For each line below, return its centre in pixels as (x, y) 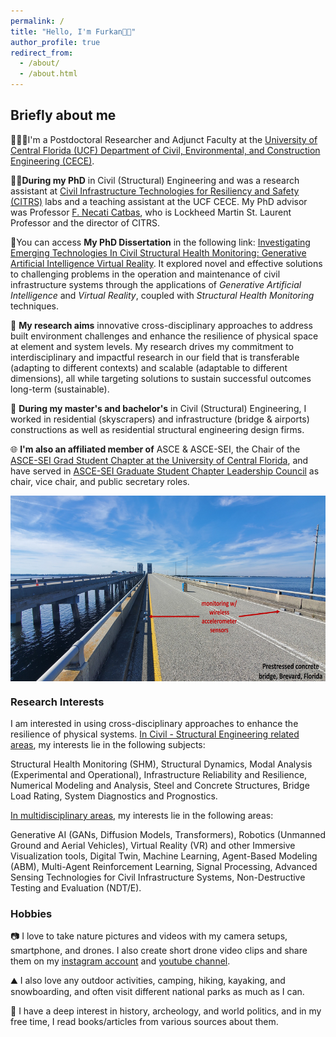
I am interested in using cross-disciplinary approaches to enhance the (154, 724)
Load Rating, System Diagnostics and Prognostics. (114, 796)
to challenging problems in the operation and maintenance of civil (145, 274)
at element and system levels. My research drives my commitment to (152, 346)
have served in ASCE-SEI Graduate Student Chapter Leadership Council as (165, 471)
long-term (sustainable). (60, 389)
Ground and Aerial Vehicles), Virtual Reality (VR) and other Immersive (153, 846)
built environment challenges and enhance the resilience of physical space (164, 336)
